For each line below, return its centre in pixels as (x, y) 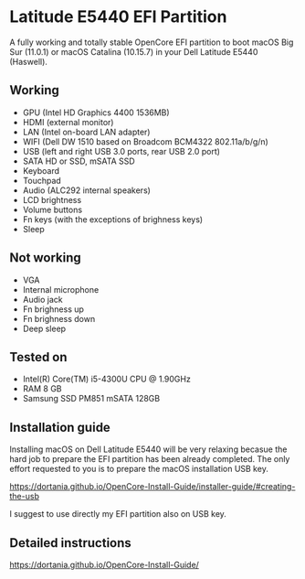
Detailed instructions (71, 543)
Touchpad (42, 180)
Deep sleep (44, 328)
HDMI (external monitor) (68, 122)
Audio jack (42, 299)
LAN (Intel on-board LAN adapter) (86, 132)
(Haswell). (29, 61)
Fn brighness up (53, 309)
